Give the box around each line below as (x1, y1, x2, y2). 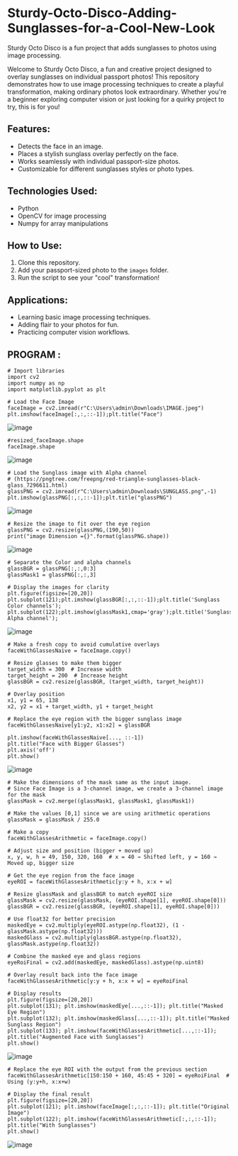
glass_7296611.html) (7, 482, 69, 489)
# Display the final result (7, 1091, 91, 1098)
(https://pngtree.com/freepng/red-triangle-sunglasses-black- (13, 475, 201, 483)
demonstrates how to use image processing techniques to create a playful (7, 79, 225, 88)
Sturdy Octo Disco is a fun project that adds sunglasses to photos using (7, 43, 217, 52)
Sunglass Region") (7, 1021, 62, 1028)
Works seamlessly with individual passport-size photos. (17, 157, 181, 165)
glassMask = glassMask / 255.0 (7, 816, 100, 823)
